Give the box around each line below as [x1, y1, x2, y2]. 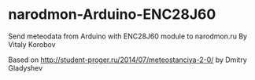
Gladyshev [8, 63, 43, 72]
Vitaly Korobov [8, 39, 57, 49]
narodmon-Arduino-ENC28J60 [8, 5, 216, 24]
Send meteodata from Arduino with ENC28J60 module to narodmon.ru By [8, 31, 248, 41]
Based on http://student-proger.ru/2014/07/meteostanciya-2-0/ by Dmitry [8, 55, 248, 64]
